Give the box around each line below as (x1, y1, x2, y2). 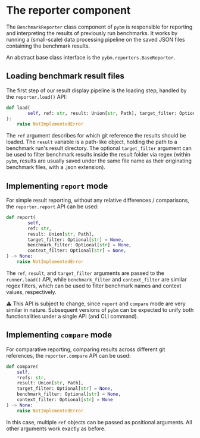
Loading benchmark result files (6, 71, 125, 81)
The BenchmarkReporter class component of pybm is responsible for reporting (6, 23, 193, 30)
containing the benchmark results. (6, 42, 90, 49)
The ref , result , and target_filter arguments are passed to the (6, 269, 165, 277)
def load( (6, 105, 31, 111)
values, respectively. (6, 288, 57, 295)
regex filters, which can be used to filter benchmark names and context (6, 282, 182, 289)
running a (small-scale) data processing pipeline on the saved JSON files (6, 36, 186, 43)
